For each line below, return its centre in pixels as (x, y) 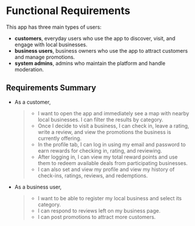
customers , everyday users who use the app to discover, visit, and (95, 38)
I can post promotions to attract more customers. (97, 217)
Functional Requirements (68, 11)
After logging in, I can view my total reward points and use (108, 157)
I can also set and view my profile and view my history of (106, 169)
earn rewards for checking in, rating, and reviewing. (100, 150)
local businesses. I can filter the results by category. (100, 119)
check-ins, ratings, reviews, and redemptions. (93, 175)
